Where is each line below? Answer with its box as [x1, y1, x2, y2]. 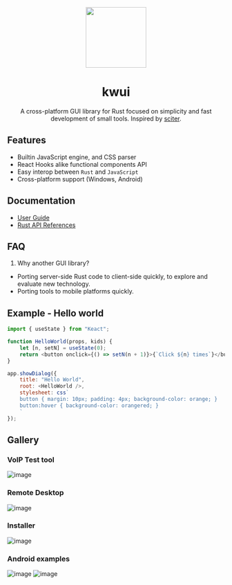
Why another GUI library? [17, 259, 90, 267]
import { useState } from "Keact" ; [7, 325, 110, 333]
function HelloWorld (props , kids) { [7, 339, 113, 345]
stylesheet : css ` [19, 389, 70, 397]
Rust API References [17, 221, 76, 229]
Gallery [7, 434, 39, 446]
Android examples [7, 554, 70, 564]
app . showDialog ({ [7, 370, 57, 377]
